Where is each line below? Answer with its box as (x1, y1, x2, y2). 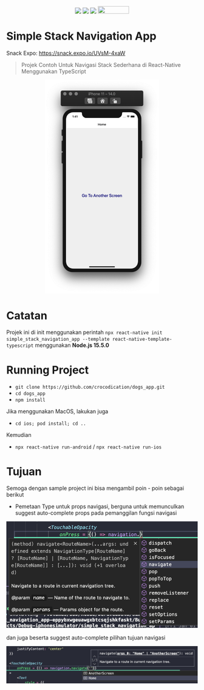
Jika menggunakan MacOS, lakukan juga (6, 408, 109, 415)
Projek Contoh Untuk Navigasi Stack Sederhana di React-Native (21, 61, 181, 68)
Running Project (6, 363, 89, 377)
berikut (6, 491, 24, 498)
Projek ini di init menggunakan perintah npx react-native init (6, 329, 163, 336)
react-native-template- (112, 336, 172, 343)
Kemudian (6, 431, 32, 439)
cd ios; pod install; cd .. (15, 420, 86, 427)
